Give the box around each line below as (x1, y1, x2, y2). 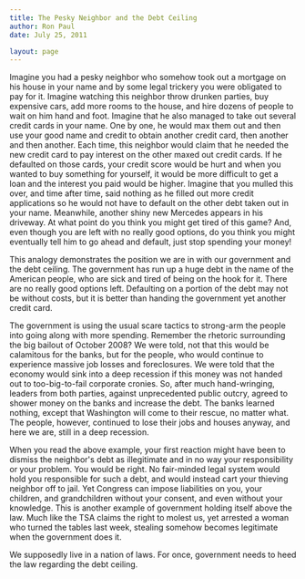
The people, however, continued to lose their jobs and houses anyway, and (9, 417, 290, 429)
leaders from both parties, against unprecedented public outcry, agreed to (9, 388, 289, 399)
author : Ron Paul (9, 22, 76, 31)
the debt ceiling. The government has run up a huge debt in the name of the (9, 264, 294, 274)
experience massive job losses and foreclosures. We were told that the (9, 359, 275, 370)
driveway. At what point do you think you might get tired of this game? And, (9, 217, 292, 228)
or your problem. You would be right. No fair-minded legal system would (9, 464, 280, 475)
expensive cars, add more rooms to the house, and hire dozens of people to (9, 101, 294, 112)
